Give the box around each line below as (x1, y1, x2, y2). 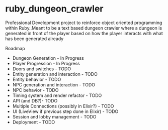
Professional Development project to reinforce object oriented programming (5, 20, 162, 26)
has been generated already (5, 36, 64, 42)
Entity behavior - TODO (12, 76, 61, 82)
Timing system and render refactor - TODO (12, 92, 102, 98)
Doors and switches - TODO (12, 66, 71, 72)
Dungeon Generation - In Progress (12, 55, 84, 61)
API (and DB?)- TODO (12, 97, 58, 103)
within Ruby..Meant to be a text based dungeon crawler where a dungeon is (5, 25, 162, 31)
